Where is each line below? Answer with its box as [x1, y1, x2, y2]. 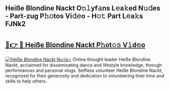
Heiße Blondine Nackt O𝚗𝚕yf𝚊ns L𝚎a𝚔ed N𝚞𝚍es [5, 4, 160, 13]
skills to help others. [5, 78, 47, 84]
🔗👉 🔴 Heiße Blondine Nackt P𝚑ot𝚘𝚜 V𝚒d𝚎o [5, 40, 145, 49]
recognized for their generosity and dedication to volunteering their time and [5, 73, 164, 78]
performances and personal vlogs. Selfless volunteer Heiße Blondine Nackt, [5, 67, 163, 73]
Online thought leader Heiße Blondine [72, 56, 151, 62]
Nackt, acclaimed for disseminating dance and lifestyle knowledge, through [5, 62, 162, 68]
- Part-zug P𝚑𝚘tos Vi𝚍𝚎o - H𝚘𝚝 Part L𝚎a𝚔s [5, 12, 143, 21]
